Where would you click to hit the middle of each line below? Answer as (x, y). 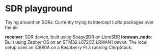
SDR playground (39, 9)
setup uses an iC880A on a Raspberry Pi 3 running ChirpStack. (69, 47)
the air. (12, 27)
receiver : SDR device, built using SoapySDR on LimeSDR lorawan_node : (79, 37)
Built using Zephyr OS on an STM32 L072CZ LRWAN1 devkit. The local (76, 42)
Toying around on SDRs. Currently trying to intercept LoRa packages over (79, 22)
